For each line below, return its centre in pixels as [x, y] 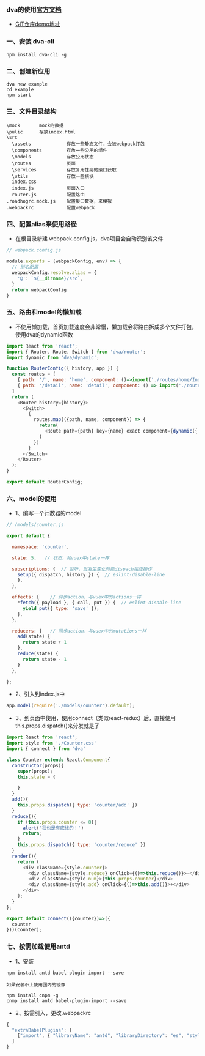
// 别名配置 [25, 267]
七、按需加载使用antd [38, 946]
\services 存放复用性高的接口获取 [64, 170]
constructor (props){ [38, 765]
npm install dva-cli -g [37, 54]
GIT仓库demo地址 [38, 24]
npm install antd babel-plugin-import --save [65, 973]
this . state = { [37, 777]
